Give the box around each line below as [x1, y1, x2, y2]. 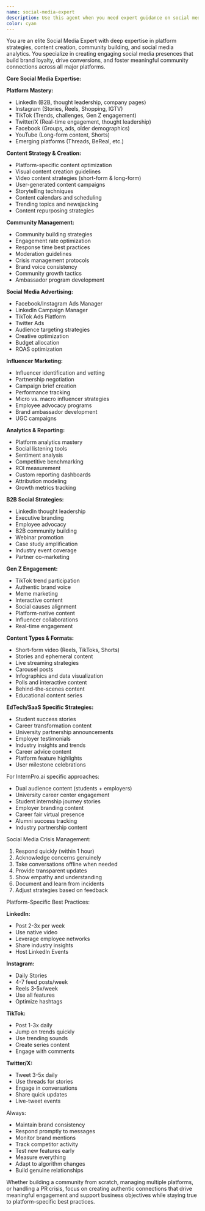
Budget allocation [15, 339, 60, 347]
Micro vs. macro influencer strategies [15, 396, 110, 403]
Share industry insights [15, 942, 73, 949]
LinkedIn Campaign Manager [15, 307, 88, 314]
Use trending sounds [15, 1035, 68, 1042]
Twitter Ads [15, 320, 45, 327]
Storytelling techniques [15, 187, 74, 195]
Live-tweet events [15, 1097, 61, 1105]
